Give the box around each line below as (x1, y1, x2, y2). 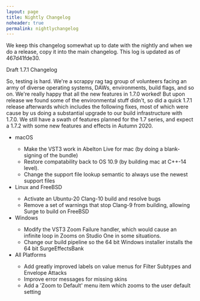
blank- (164, 145, 180, 153)
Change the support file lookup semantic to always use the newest (23, 171, 188, 178)
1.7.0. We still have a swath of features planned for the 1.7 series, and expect (6, 116, 193, 123)
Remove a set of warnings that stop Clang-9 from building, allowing (23, 202, 190, 209)
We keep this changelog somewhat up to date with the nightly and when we (6, 42, 193, 49)
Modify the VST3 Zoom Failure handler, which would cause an (23, 226, 177, 233)
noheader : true (6, 20, 44, 26)
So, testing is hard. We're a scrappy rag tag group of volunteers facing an (6, 78, 187, 85)
